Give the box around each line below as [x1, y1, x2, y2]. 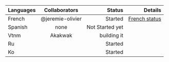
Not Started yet [86, 24, 123, 30]
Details [143, 7, 162, 13]
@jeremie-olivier [41, 15, 82, 22]
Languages [8, 7, 36, 13]
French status [128, 15, 162, 22]
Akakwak [50, 32, 72, 39]
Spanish [8, 24, 28, 30]
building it [99, 32, 123, 39]
